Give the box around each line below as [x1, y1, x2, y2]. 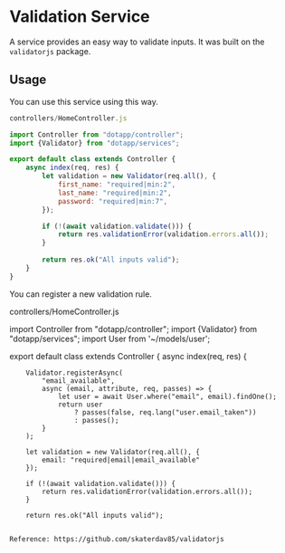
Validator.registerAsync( [25, 368, 124, 377]
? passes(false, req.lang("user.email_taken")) [73, 407, 257, 417]
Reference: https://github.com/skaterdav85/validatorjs [9, 534, 224, 544]
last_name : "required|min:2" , [57, 188, 172, 197]
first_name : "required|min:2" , [57, 180, 176, 189]
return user [57, 400, 103, 409]
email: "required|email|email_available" [42, 455, 201, 464]
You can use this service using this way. [9, 96, 158, 107]
